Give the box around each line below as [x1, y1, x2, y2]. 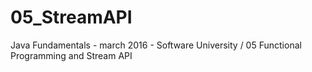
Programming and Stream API [10, 49, 133, 61]
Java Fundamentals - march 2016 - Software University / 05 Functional [10, 39, 302, 51]
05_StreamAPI [10, 6, 133, 29]
